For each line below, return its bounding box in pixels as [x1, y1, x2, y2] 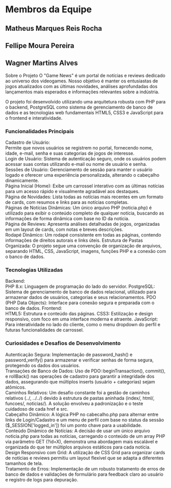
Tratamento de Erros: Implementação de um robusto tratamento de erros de [5, 465, 165, 472]
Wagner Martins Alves [5, 59, 78, 68]
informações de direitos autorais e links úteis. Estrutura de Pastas [5, 237, 143, 244]
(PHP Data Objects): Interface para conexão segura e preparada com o [5, 300, 155, 306]
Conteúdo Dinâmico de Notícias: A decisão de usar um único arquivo [5, 428, 151, 434]
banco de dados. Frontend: [5, 305, 62, 311]
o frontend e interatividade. [5, 115, 63, 121]
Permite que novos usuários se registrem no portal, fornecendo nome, [5, 145, 153, 151]
